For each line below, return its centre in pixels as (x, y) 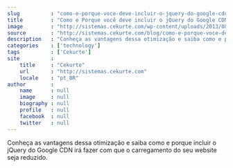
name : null (45, 91)
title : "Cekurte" (52, 65)
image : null (45, 97)
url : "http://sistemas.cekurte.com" (84, 71)
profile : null (45, 110)
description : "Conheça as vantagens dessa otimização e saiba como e (114, 39)
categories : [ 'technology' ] (54, 46)
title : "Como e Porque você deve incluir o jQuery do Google (111, 20)
